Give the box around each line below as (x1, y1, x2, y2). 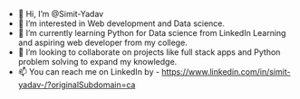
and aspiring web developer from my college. (17, 37, 188, 48)
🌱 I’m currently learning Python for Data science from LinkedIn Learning (17, 28, 286, 38)
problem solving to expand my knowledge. (17, 57, 178, 67)
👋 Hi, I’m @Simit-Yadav (17, 9, 104, 19)
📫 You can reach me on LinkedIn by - (17, 67, 160, 76)
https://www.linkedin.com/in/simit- (161, 67, 291, 76)
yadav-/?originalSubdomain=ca (17, 79, 136, 90)
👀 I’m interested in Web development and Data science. (17, 18, 225, 29)
